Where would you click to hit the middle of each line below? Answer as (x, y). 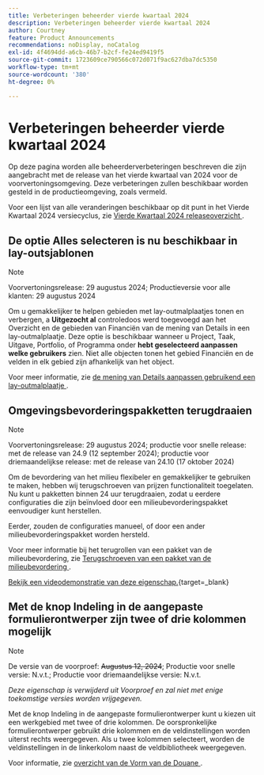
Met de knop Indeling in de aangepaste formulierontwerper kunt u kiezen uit (132, 713)
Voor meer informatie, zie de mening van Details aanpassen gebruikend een (132, 377)
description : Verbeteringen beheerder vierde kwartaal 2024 (109, 23)
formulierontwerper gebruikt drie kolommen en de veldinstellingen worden (129, 731)
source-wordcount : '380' (49, 74)
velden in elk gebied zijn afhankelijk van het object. (91, 362)
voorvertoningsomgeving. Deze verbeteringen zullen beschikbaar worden (128, 184)
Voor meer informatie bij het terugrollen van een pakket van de (110, 550)
